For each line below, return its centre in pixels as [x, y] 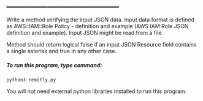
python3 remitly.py [31, 80]
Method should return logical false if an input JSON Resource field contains [102, 44]
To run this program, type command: [54, 65]
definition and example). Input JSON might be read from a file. [85, 32]
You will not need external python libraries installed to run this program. [97, 91]
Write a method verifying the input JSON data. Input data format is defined [101, 20]
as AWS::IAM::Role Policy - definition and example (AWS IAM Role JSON [98, 26]
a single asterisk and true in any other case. [61, 51]
